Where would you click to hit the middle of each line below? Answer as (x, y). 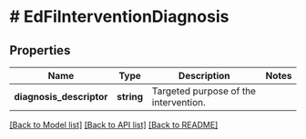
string (130, 97)
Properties (40, 50)
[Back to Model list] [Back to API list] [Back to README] (114, 125)
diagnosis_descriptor (61, 97)
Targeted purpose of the (204, 91)
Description (204, 76)
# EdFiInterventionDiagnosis (119, 17)
